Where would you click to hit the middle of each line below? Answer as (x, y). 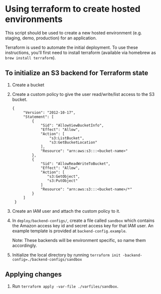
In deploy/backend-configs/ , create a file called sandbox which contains (83, 220)
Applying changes (33, 274)
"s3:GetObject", (63, 176)
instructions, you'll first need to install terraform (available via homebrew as (80, 53)
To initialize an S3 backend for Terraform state (77, 73)
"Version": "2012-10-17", (49, 112)
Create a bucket (28, 85)
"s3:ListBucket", (67, 138)
